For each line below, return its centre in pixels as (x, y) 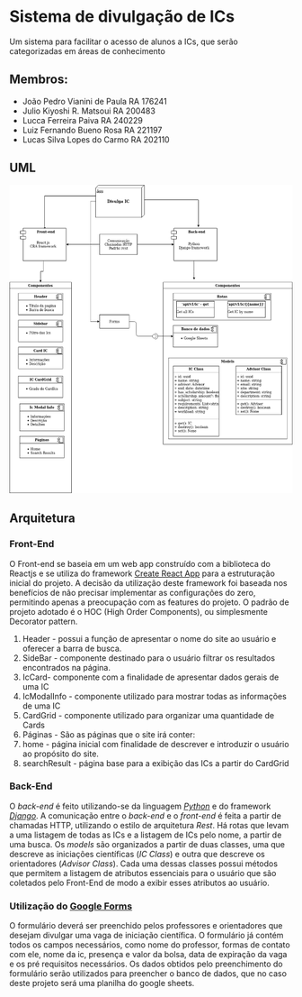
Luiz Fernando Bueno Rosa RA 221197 (92, 130)
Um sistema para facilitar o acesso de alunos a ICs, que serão (124, 41)
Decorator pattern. (44, 621)
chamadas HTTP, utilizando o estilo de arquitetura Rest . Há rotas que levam (149, 825)
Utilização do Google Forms (71, 906)
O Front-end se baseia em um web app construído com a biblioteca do (140, 563)
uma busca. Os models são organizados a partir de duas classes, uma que (147, 844)
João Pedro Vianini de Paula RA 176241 (95, 101)
